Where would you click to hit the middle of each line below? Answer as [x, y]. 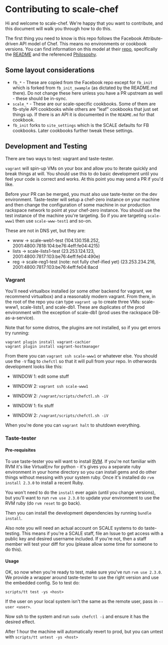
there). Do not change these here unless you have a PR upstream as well [88, 93]
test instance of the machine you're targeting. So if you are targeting [76, 216]
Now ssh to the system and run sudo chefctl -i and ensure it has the [77, 617]
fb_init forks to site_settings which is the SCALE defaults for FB [81, 125]
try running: [17, 333]
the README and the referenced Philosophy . [51, 54]
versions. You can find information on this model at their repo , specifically [81, 49]
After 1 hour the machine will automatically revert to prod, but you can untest [84, 632]
